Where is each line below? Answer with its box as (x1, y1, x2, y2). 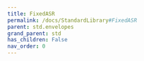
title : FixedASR (7, 10, 55, 18)
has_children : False (7, 36, 68, 43)
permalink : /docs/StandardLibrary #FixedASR (7, 17, 138, 24)
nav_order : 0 (7, 43, 46, 50)
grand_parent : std (7, 29, 61, 37)
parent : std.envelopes (7, 23, 74, 30)
